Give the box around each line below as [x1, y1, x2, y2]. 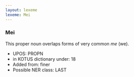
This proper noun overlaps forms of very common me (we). [5, 40, 129, 46]
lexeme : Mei [5, 12, 30, 17]
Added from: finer [12, 61, 50, 67]
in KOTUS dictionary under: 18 [12, 56, 76, 62]
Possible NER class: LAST [12, 67, 67, 73]
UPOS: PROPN [12, 50, 43, 57]
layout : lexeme [5, 7, 38, 13]
